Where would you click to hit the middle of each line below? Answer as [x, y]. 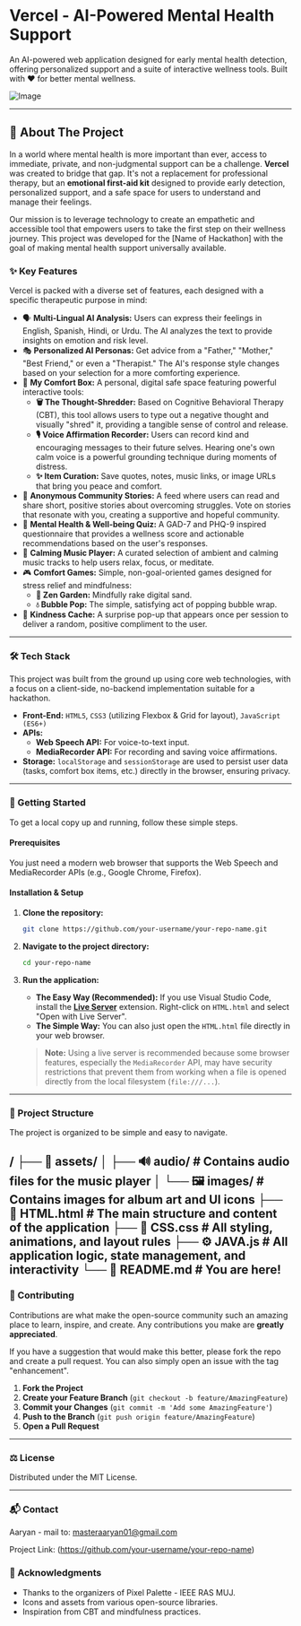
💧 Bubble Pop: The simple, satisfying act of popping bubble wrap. [156, 604]
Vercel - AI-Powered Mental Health [142, 16]
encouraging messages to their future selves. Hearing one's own [155, 448]
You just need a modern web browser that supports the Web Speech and [144, 863]
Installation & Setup [46, 892]
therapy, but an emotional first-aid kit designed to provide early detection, [147, 183]
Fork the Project [52, 1387]
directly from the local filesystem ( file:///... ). [133, 1081]
